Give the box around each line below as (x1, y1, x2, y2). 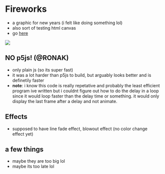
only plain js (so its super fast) (12, 67, 74, 72)
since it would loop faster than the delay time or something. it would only (12, 93, 160, 99)
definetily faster (12, 77, 44, 83)
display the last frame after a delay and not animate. (12, 98, 118, 104)
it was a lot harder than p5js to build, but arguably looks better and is (12, 72, 151, 78)
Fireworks (5, 3, 47, 15)
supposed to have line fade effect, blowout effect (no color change (12, 126, 148, 132)
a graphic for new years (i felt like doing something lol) (12, 20, 123, 26)
